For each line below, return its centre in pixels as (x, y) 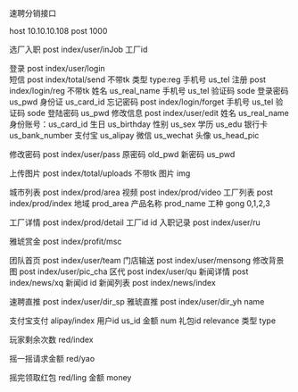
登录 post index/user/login (57, 68)
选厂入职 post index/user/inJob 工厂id (79, 49)
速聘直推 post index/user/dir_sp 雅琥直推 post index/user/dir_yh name (137, 301)
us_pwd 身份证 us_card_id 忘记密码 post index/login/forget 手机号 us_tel (141, 102)
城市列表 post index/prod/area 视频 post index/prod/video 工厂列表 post (141, 192)
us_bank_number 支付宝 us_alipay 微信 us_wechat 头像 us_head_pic (134, 135)
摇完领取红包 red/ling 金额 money (70, 377)
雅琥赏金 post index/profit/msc (66, 241)
